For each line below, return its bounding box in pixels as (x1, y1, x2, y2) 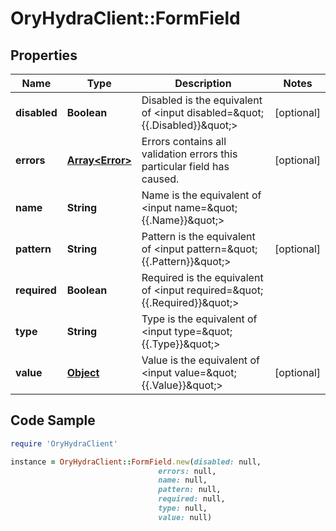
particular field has (141, 160, 230, 173)
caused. (141, 172, 180, 186)
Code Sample (10, 412, 96, 429)
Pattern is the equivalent (141, 230, 256, 243)
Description (174, 77, 232, 90)
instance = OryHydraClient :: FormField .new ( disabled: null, (10, 457, 262, 467)
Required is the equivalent (141, 271, 264, 284)
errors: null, (158, 466, 217, 476)
